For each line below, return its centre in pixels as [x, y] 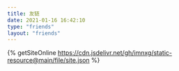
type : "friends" [31, 26]
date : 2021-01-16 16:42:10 [46, 20]
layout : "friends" [34, 33]
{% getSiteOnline [32, 53]
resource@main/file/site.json [48, 61]
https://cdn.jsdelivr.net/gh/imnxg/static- [115, 53]
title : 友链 [23, 14]
